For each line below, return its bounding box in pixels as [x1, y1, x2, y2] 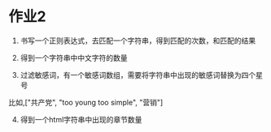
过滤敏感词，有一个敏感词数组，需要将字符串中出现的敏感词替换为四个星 [20, 70, 263, 79]
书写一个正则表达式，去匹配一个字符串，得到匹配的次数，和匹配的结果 [20, 36, 256, 45]
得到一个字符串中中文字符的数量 [20, 53, 128, 62]
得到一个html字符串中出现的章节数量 [20, 114, 142, 124]
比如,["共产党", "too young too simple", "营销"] [8, 97, 164, 107]
